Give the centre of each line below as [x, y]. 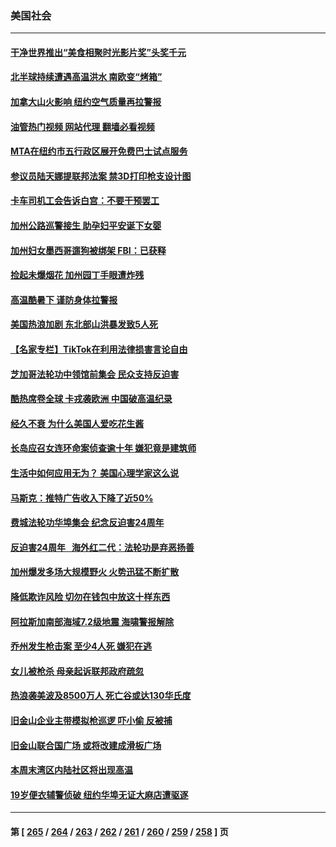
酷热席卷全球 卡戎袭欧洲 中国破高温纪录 [91, 399]
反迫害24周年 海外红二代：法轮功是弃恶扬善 [102, 547]
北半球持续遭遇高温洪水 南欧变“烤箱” [86, 77]
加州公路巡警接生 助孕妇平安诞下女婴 [86, 226]
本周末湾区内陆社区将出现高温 [71, 770]
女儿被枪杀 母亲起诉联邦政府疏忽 [77, 671]
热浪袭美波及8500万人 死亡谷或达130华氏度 [101, 696]
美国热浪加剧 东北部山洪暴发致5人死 [84, 324]
